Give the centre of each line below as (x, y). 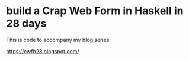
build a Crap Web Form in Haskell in (95, 11)
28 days (26, 23)
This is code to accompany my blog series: (59, 40)
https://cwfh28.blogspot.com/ (43, 51)
